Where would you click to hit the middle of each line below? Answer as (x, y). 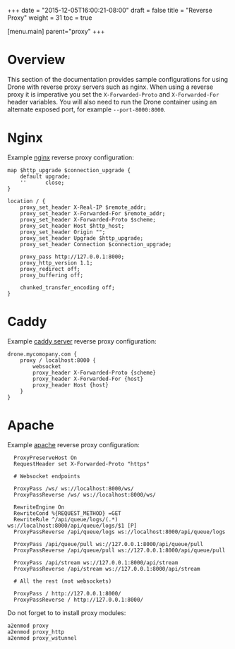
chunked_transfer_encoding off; (67, 287)
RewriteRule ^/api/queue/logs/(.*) (66, 519)
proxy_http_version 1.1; (56, 263)
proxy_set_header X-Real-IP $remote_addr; (83, 207)
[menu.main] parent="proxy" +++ (56, 31)
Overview (36, 60)
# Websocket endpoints (47, 476)
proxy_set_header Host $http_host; (72, 226)
